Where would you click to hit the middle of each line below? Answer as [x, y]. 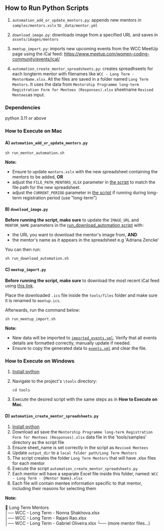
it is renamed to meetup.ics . [33, 300]
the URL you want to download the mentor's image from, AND [75, 235]
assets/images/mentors [35, 39]
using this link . [20, 285]
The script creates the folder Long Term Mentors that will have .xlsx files [84, 458]
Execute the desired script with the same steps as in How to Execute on [85, 399]
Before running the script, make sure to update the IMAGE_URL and [72, 220]
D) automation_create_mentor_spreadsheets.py [52, 416]
